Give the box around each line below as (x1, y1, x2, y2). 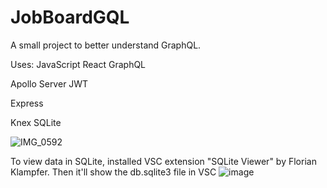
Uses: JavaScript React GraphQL (10, 58, 147, 70)
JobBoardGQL (10, 6, 130, 29)
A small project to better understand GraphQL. (10, 39, 202, 51)
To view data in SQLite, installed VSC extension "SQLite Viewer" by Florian (10, 155, 317, 167)
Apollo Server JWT (10, 77, 89, 90)
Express (10, 97, 44, 109)
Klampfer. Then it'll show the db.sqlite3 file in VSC (10, 166, 217, 178)
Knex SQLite (10, 116, 62, 128)
